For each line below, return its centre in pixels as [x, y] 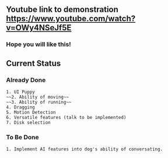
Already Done [26, 80]
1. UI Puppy [20, 92]
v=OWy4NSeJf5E [39, 28]
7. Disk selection [28, 122]
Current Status [34, 63]
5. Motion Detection [31, 113]
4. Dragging [20, 107]
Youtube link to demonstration [62, 10]
